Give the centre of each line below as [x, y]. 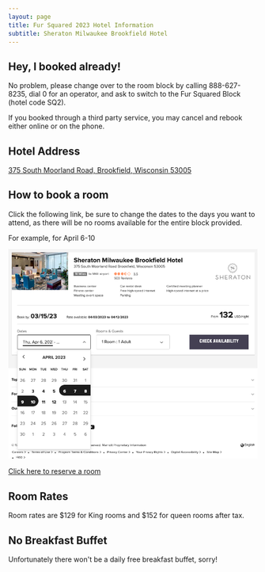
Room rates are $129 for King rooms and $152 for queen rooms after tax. [127, 516]
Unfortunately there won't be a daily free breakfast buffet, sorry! [113, 559]
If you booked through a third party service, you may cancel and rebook [125, 118]
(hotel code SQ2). [37, 102]
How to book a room [59, 195]
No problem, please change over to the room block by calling [108, 86]
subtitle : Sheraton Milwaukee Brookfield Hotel [88, 33]
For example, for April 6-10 [52, 238]
